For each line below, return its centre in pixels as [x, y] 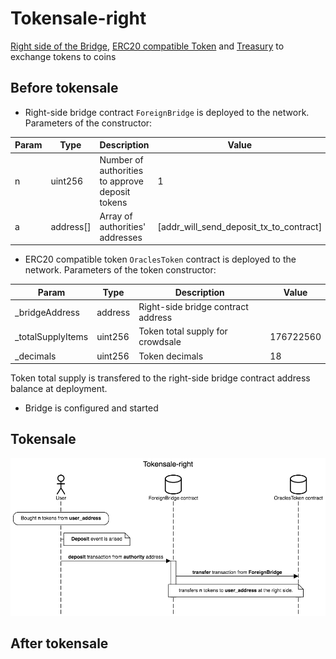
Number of [121, 159]
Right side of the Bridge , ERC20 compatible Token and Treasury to [147, 46]
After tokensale [59, 643]
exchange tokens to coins [63, 56]
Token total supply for [183, 331]
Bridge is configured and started [91, 408]
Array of [116, 216]
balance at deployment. [59, 388]
